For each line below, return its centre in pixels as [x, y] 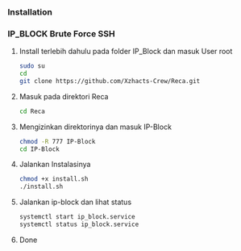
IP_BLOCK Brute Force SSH [61, 33]
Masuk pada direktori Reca [64, 96]
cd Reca [32, 111]
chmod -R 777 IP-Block [57, 141]
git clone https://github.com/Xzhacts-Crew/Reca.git [110, 81]
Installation [30, 12]
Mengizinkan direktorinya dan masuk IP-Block [96, 127]
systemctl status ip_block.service [79, 224]
